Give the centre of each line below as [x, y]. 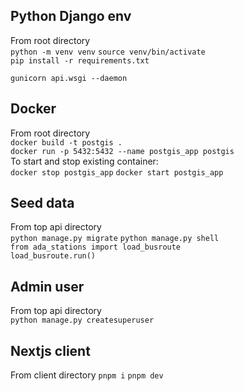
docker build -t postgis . [66, 142]
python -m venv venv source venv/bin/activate [108, 52]
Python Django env [71, 16]
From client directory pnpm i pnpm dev [87, 375]
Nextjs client [50, 350]
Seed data [42, 203]
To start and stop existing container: [84, 161]
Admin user [47, 286]
